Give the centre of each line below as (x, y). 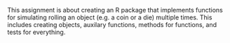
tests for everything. (36, 32)
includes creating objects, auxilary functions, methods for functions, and (112, 25)
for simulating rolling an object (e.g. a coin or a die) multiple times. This (110, 17)
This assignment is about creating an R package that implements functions (115, 10)
